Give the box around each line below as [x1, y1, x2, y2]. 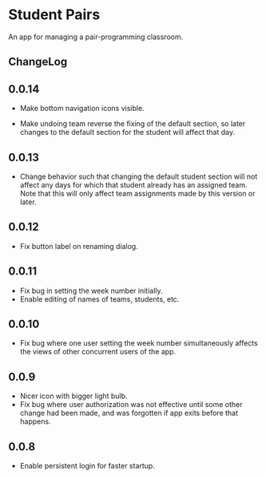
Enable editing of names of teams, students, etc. [19, 294, 180, 304]
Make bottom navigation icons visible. [19, 104, 145, 113]
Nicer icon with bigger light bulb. [19, 391, 128, 401]
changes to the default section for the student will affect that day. [19, 128, 236, 137]
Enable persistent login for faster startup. [19, 461, 156, 471]
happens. [19, 417, 51, 426]
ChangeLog [8, 55, 68, 69]
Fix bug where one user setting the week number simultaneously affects [19, 338, 258, 348]
